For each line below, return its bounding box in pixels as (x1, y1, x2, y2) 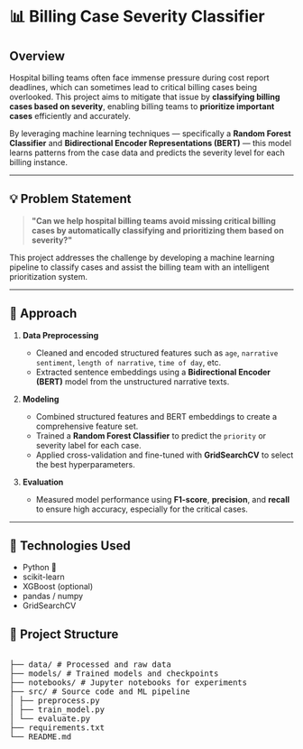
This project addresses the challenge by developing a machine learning (9, 252, 275, 263)
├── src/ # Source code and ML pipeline (9, 687, 191, 697)
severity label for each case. (35, 439, 142, 450)
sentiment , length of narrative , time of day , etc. (35, 356, 222, 367)
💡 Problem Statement (9, 191, 132, 207)
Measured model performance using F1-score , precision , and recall (35, 494, 290, 504)
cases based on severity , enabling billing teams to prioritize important (9, 101, 275, 112)
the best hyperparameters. (35, 458, 135, 469)
